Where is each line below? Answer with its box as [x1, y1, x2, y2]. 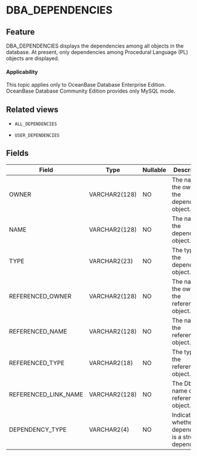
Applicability [6, 68, 38, 75]
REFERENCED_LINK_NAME [9, 390, 84, 399]
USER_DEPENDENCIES [14, 132, 60, 138]
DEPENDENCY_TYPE [9, 426, 67, 434]
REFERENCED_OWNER [9, 292, 72, 300]
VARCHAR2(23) [89, 257, 133, 265]
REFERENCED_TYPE [9, 359, 64, 367]
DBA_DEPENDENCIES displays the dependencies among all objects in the [6, 42, 184, 49]
